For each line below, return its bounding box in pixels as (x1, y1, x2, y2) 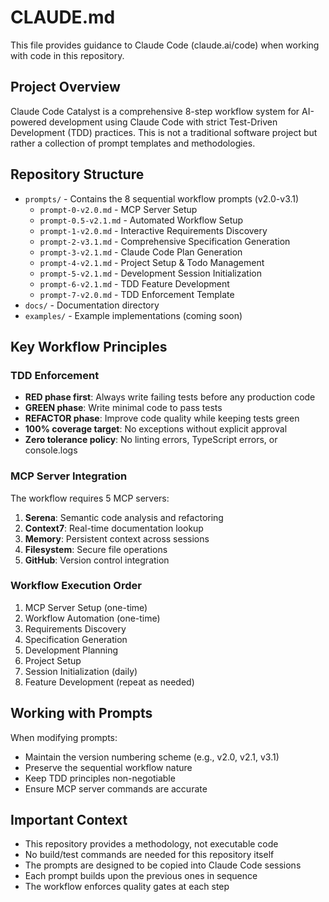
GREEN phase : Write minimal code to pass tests (24, 402, 223, 414)
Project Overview (10, 79, 121, 96)
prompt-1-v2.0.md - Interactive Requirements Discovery (39, 224, 268, 236)
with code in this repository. (10, 49, 125, 61)
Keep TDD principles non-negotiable (24, 772, 176, 784)
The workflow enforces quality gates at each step (24, 881, 230, 893)
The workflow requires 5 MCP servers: (10, 492, 170, 504)
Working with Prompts (10, 705, 153, 722)
